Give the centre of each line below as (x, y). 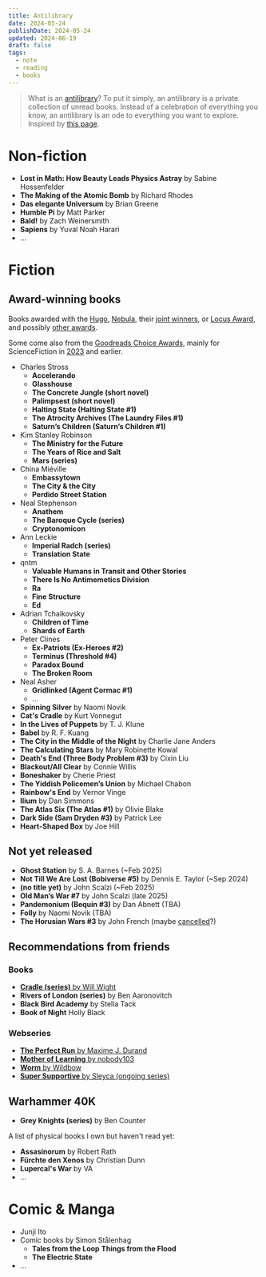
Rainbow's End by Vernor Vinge (73, 792)
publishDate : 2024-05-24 (50, 30)
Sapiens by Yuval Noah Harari (69, 229)
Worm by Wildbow (51, 1068)
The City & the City (64, 486)
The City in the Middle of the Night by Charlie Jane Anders (117, 741)
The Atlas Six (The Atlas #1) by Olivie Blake (91, 809)
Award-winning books (65, 300)
